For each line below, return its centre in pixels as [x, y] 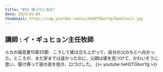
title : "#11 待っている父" [30, 9]
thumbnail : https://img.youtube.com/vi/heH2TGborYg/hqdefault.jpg [74, 18]
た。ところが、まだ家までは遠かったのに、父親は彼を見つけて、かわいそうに [82, 58]
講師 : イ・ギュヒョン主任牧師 [49, 39]
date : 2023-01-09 [23, 14]
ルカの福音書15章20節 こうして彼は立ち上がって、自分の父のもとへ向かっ [80, 52]
